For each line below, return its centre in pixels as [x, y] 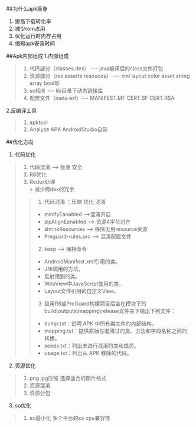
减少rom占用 [30, 29]
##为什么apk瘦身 [27, 9]
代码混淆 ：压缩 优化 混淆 [75, 202]
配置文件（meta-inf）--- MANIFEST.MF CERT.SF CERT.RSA [102, 98]
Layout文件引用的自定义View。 [82, 291]
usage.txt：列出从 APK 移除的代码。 [88, 353]
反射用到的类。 [62, 276]
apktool [39, 122]
